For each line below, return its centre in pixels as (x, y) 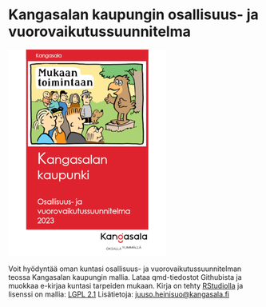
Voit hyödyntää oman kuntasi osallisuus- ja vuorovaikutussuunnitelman (125, 269)
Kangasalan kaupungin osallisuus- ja (134, 15)
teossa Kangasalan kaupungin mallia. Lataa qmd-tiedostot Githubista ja (125, 277)
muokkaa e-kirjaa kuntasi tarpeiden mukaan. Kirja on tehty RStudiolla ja (126, 285)
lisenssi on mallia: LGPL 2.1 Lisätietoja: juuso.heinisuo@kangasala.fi (119, 294)
